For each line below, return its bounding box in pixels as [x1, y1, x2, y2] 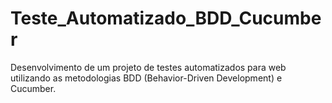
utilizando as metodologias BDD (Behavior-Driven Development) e [10, 72, 283, 84]
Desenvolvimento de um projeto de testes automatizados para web [10, 61, 287, 73]
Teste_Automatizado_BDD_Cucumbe [10, 7, 322, 30]
